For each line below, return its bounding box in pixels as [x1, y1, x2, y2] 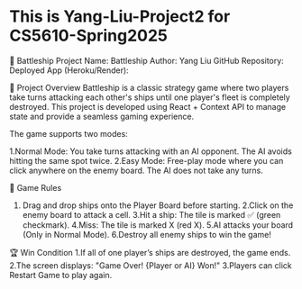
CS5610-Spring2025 [9, 25, 169, 46]
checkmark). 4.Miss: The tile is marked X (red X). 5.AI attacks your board [22, 219, 294, 230]
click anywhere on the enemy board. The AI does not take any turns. [9, 165, 263, 176]
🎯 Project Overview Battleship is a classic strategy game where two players [9, 82, 289, 93]
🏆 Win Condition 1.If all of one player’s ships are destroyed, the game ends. [9, 247, 291, 257]
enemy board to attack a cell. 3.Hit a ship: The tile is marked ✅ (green [22, 209, 281, 220]
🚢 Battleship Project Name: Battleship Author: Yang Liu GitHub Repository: [9, 55, 284, 66]
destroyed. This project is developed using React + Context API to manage [9, 101, 287, 112]
